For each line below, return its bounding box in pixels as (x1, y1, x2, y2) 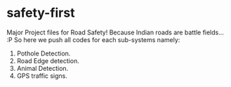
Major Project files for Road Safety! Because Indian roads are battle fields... (6, 28, 224, 36)
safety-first (6, 5, 75, 21)
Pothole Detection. (16, 49, 71, 58)
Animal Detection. (16, 64, 69, 72)
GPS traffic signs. (16, 72, 68, 80)
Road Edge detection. (16, 56, 80, 65)
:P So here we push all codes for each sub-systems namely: (6, 35, 180, 43)
